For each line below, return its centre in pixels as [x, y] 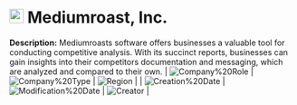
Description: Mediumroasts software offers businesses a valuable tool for [147, 43]
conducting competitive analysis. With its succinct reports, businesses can [148, 52]
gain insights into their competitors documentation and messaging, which [146, 62]
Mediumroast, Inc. [97, 18]
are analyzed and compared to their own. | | [131, 72]
